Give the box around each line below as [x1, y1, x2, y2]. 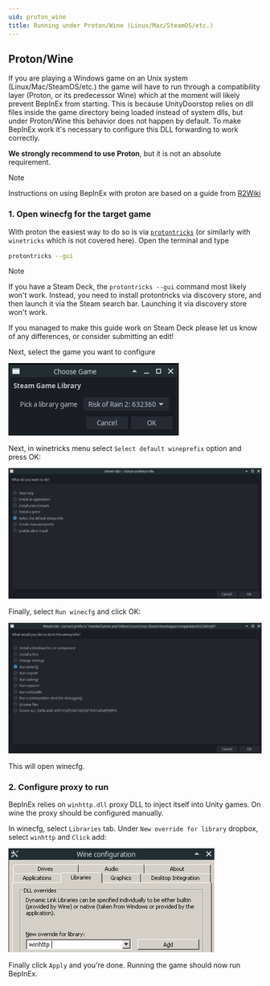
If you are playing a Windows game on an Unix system [8, 73, 189, 84]
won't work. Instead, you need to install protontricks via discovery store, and [8, 290, 262, 301]
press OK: [8, 452, 42, 462]
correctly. [8, 133, 40, 143]
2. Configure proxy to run [8, 781, 109, 792]
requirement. [8, 158, 51, 167]
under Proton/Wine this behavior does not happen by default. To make [8, 117, 241, 126]
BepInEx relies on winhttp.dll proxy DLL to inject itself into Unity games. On [8, 800, 261, 809]
